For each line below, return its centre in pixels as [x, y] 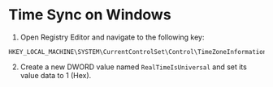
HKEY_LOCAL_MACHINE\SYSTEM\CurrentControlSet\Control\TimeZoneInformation [138, 52]
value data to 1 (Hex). [56, 75]
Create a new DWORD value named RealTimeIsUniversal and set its [134, 67]
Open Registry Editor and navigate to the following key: [112, 37]
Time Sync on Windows [90, 15]
